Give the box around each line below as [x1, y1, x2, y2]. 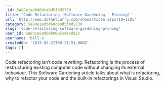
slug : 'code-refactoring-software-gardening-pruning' [5, 26, 121, 31]
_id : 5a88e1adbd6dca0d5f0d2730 [5, 7, 71, 13]
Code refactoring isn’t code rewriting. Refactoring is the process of [5, 59, 145, 65]
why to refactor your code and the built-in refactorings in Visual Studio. [5, 75, 154, 81]
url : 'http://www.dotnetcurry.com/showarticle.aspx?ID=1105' [5, 17, 137, 22]
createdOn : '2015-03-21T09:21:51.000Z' [5, 40, 90, 46]
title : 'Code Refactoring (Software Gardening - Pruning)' [5, 12, 133, 17]
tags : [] [5, 45, 24, 50]
